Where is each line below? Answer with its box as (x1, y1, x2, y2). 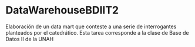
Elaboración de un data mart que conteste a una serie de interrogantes (5, 23, 177, 30)
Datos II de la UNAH (5, 35, 54, 42)
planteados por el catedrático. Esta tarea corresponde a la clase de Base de (5, 29, 189, 36)
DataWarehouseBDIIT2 (5, 4, 119, 17)
